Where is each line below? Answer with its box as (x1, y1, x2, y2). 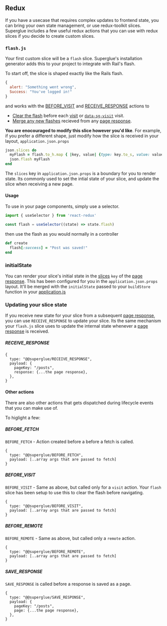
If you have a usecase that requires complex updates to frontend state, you (5, 17, 159, 23)
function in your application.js (5, 288, 66, 295)
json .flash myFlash (9, 157, 50, 162)
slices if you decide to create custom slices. (5, 33, 95, 39)
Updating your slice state (5, 301, 67, 308)
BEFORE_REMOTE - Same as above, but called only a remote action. (5, 536, 136, 541)
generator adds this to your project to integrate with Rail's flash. (5, 61, 136, 67)
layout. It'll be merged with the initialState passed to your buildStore (5, 283, 151, 289)
